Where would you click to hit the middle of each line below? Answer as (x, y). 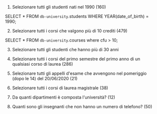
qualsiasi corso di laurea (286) (43, 64)
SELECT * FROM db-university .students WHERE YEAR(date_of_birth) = (77, 16)
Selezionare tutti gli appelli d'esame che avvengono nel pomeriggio (79, 73)
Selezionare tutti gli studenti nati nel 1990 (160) (59, 7)
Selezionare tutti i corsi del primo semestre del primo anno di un (76, 59)
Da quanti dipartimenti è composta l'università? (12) (64, 97)
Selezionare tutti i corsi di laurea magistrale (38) (60, 88)
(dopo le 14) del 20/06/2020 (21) (45, 78)
